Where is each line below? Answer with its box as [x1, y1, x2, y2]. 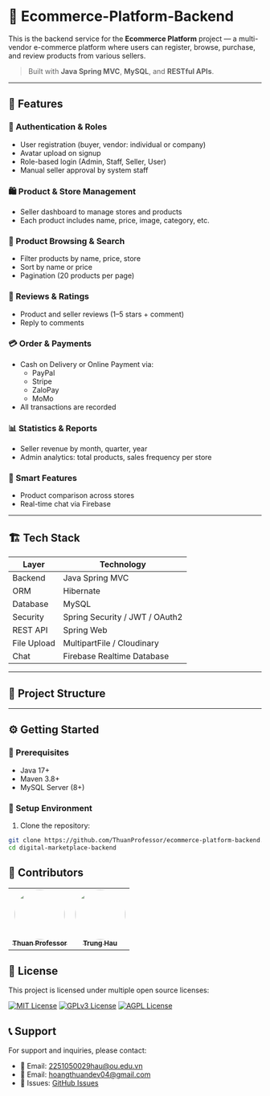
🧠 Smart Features [8, 473, 78, 484]
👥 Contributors [8, 866, 84, 880]
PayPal [31, 368, 55, 377]
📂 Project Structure [8, 687, 106, 700]
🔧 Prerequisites [8, 747, 70, 758]
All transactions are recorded [19, 401, 117, 412]
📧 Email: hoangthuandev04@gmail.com [19, 1070, 151, 1079]
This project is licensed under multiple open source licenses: [8, 985, 210, 995]
